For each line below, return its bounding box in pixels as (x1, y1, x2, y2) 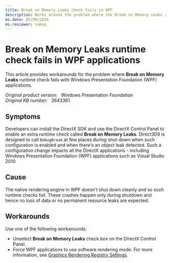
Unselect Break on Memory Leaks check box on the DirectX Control (12, 235, 156, 242)
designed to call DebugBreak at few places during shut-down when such (5, 137, 155, 143)
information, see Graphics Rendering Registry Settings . (12, 252, 128, 258)
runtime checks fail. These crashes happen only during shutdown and (5, 192, 152, 198)
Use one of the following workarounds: (5, 225, 87, 232)
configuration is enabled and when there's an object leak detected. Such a (5, 142, 161, 148)
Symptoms (5, 112, 41, 121)
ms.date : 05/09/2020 (5, 17, 49, 22)
